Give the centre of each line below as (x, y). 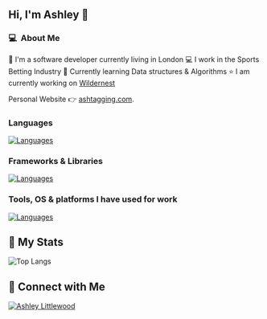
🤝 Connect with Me (57, 286)
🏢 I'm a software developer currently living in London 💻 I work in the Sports (134, 59)
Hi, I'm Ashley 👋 (49, 15)
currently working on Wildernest (62, 83)
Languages (31, 123)
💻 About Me (34, 39)
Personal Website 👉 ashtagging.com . (71, 99)
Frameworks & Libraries (55, 161)
